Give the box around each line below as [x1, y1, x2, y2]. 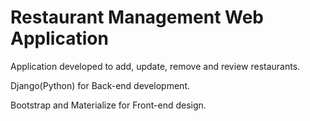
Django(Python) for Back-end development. [10, 79, 191, 91]
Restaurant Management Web [10, 6, 265, 29]
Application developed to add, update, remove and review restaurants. [10, 60, 301, 72]
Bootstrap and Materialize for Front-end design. [10, 99, 207, 111]
